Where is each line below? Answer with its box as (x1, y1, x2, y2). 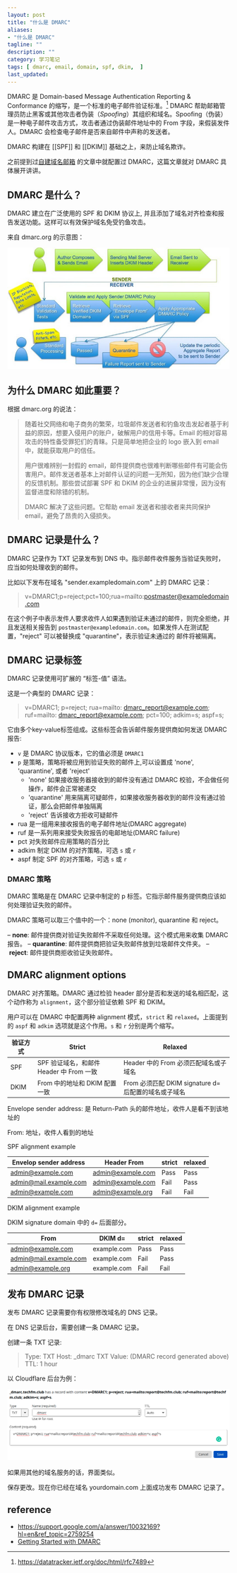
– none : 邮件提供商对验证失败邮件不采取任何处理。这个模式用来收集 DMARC (7, 930, 229, 939)
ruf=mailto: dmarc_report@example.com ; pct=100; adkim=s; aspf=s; (24, 711, 224, 719)
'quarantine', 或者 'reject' (17, 767, 90, 775)
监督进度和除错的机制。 (24, 487, 93, 496)
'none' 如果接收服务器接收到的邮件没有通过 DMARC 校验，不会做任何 (28, 776, 229, 784)
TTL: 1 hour (24, 1360, 58, 1368)
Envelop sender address (11, 1158, 85, 1167)
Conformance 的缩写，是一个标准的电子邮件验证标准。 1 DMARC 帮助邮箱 (7, 99, 220, 109)
